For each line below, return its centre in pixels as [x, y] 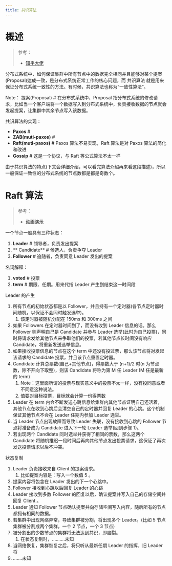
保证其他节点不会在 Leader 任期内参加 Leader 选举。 [68, 415]
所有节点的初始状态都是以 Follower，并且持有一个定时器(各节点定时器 [86, 306]
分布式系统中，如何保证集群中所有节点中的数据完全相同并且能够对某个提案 [84, 74]
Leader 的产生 [20, 295]
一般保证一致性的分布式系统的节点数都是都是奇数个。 [61, 173]
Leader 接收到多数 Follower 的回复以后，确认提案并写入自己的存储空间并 [89, 494]
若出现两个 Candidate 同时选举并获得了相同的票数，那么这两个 [79, 434]
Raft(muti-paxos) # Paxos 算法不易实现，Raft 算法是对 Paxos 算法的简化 [89, 143]
